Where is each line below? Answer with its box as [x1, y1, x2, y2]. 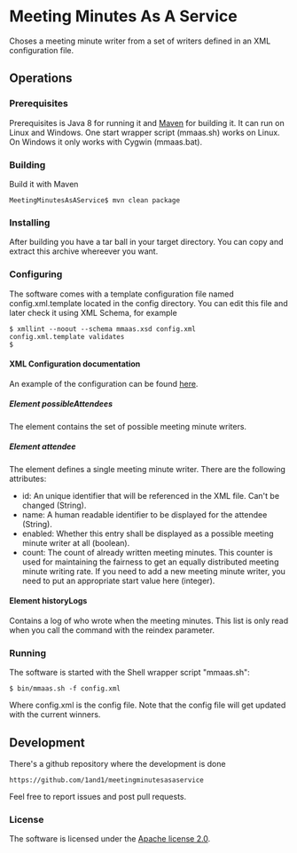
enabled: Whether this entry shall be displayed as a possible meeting [21, 528, 274, 539]
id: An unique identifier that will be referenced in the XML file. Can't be [21, 490, 280, 501]
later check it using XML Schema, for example [9, 307, 177, 318]
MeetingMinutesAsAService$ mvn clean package [9, 195, 180, 205]
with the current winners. [9, 709, 101, 720]
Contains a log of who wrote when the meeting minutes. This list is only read [9, 615, 289, 626]
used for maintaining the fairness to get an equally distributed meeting [21, 557, 279, 567]
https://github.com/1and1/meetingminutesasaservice [9, 775, 204, 785]
